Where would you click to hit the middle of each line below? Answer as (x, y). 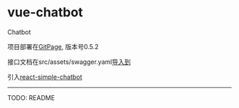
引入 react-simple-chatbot (45, 77)
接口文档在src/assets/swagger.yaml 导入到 (69, 62)
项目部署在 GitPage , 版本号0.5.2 (53, 46)
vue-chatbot (45, 12)
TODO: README (31, 97)
